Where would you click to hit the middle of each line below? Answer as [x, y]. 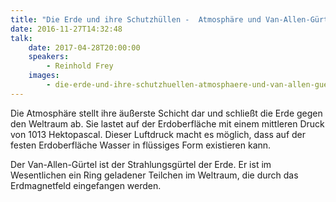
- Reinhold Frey [80, 66]
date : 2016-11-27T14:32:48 [66, 29]
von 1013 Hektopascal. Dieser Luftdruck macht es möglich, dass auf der [158, 134]
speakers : [49, 57]
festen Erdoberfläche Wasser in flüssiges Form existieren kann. [141, 145]
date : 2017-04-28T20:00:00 [84, 47]
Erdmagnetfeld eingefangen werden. [86, 185]
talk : [21, 38]
